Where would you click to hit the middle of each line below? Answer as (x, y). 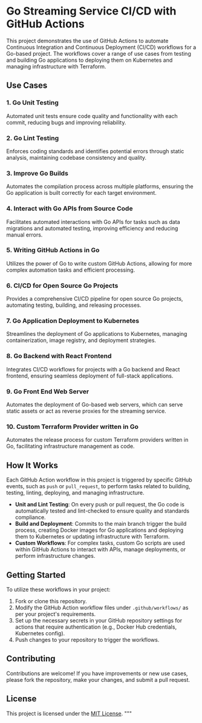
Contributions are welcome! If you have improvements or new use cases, (97, 673)
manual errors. (24, 235)
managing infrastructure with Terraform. (56, 66)
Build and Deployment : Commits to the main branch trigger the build (101, 524)
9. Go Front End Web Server (48, 391)
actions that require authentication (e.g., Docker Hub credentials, (96, 627)
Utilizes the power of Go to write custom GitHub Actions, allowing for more (99, 263)
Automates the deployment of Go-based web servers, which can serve (95, 404)
